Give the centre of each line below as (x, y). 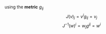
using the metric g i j (24, 8)
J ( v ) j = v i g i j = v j (82, 17)
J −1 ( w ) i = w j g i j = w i (82, 26)
